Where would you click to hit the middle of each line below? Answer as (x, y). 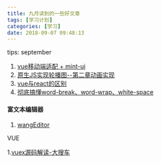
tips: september (29, 52)
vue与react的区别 (42, 84)
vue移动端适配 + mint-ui (51, 67)
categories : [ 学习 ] (34, 26)
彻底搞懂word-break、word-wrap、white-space (85, 92)
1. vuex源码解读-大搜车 (39, 153)
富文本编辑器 (25, 109)
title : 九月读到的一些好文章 (44, 13)
